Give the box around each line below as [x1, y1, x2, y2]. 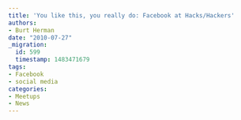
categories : [8, 84, 47, 93]
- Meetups [8, 92, 41, 100]
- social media [8, 77, 58, 85]
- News [8, 99, 30, 107]
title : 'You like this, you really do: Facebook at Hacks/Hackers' [8, 11, 235, 20]
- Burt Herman [8, 26, 55, 34]
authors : [8, 19, 37, 27]
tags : [8, 63, 26, 71]
